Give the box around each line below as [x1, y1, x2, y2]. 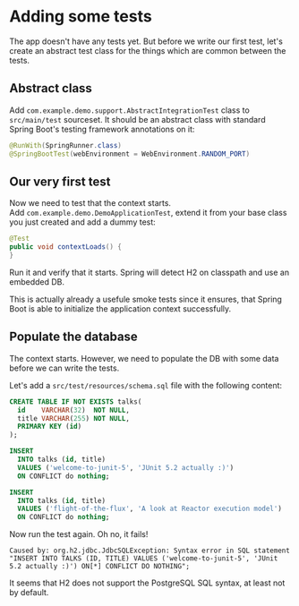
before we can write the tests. [9, 363, 120, 373]
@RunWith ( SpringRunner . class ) [9, 141, 123, 149]
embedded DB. [9, 276, 65, 287]
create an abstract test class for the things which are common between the [9, 45, 286, 55]
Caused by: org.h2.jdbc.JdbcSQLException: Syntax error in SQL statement [9, 546, 291, 556]
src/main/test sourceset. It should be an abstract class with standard [9, 114, 266, 124]
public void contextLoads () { [9, 243, 123, 252]
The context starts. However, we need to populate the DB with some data [9, 353, 279, 363]
